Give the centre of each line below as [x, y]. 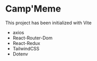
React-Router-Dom [32, 38]
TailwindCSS [26, 48]
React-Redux [26, 43]
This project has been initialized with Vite [48, 23]
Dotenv [20, 54]
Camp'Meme [33, 9]
